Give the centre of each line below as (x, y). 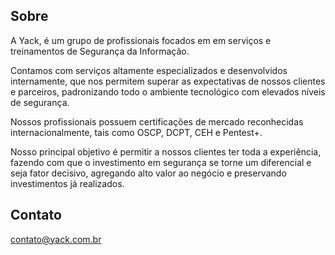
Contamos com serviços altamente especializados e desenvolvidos (149, 70)
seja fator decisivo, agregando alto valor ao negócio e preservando (148, 173)
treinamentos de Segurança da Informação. (100, 51)
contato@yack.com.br (56, 239)
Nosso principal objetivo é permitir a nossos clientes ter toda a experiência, (166, 151)
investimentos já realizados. (67, 183)
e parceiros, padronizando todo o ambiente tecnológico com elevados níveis (168, 91)
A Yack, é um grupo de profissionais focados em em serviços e (141, 40)
